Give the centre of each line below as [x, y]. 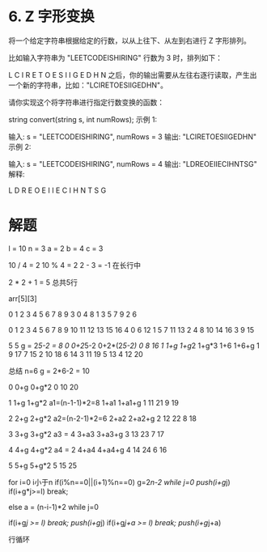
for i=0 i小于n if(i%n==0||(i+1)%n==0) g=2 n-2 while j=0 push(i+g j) [119, 482]
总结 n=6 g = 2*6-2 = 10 [49, 371]
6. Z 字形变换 [51, 17]
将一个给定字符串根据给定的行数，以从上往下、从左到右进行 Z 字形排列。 [129, 40]
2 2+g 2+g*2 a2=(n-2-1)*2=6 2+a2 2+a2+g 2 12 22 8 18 [102, 418]
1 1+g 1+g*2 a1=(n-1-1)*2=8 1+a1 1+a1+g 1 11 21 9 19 [94, 402]
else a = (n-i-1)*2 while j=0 [54, 507]
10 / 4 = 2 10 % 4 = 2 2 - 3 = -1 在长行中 [75, 265]
